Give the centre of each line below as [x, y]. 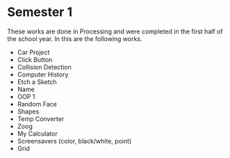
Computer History [43, 74]
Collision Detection [44, 67]
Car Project [33, 52]
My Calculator [37, 134]
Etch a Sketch [37, 81]
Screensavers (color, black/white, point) [74, 141]
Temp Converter [41, 118]
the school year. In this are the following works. [75, 38]
